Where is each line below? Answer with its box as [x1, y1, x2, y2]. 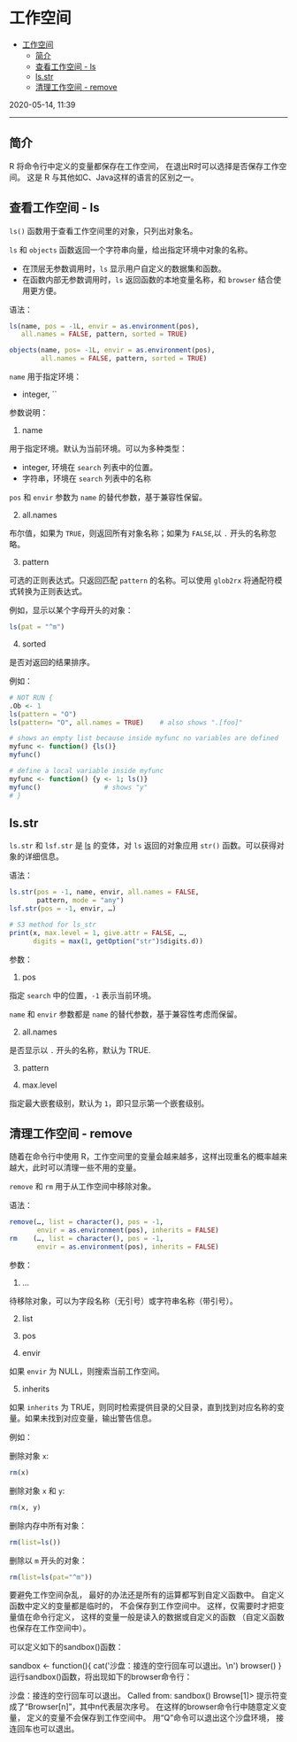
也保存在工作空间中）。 [9, 1622, 91, 1634]
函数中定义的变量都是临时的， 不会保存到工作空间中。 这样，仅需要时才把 [9, 1600, 277, 1612]
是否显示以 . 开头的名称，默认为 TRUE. [9, 1044, 151, 1055]
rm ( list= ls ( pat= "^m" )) [9, 1573, 93, 1582]
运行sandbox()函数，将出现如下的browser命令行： [9, 1671, 193, 1683]
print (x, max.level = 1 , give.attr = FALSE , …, [9, 928, 188, 937]
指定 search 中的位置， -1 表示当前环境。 [9, 989, 156, 1001]
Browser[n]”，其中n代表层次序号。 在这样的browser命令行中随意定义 [27, 1701, 279, 1712]
